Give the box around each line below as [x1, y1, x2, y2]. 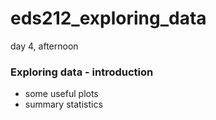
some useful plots [24, 88, 99, 100]
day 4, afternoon [10, 40, 79, 52]
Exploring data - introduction [10, 65, 154, 79]
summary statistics [24, 98, 103, 111]
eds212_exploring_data [10, 7, 207, 30]
